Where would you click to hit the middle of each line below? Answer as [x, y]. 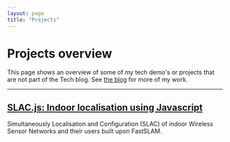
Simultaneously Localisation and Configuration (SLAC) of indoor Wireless [110, 124]
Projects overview [60, 54]
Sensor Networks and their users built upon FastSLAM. [85, 131]
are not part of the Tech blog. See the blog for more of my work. [98, 80]
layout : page [26, 13]
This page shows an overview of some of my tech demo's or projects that [111, 72]
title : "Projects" [33, 20]
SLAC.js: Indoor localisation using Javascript [105, 108]
